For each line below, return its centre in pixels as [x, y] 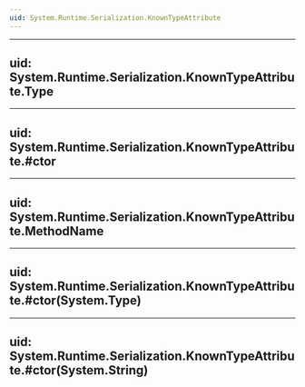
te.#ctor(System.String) [79, 370]
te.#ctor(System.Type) [76, 301]
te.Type [32, 92]
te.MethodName [57, 231]
